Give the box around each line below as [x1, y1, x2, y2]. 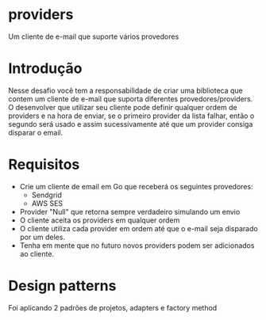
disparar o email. [8, 128, 64, 137]
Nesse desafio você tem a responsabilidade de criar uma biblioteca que [8, 86, 244, 95]
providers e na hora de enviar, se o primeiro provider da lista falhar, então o [8, 111, 255, 120]
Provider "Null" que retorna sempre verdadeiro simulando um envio [19, 207, 241, 216]
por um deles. [19, 232, 66, 242]
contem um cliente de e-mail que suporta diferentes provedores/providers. [8, 93, 253, 104]
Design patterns [8, 277, 117, 295]
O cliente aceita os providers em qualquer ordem [19, 215, 180, 225]
